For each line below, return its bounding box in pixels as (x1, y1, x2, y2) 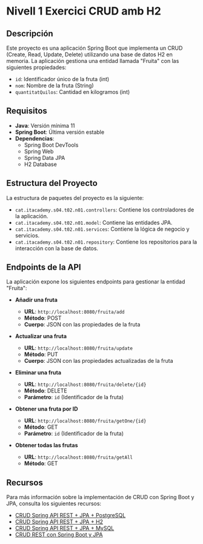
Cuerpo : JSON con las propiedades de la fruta (24, 321, 141, 328)
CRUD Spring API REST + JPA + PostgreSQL (15, 512, 126, 519)
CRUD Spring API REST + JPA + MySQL (15, 525, 115, 532)
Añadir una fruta (15, 296, 58, 304)
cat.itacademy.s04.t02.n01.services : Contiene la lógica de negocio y (15, 225, 190, 233)
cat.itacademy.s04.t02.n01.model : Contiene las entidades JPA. (15, 219, 173, 226)
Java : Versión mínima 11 (15, 122, 75, 129)
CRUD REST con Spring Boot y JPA (15, 531, 103, 539)
